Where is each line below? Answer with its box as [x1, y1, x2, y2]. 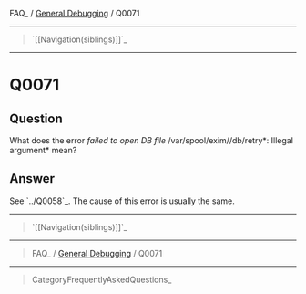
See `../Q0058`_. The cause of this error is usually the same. [9, 195, 235, 206]
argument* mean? [9, 145, 77, 155]
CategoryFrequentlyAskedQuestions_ [31, 274, 172, 285]
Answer [9, 171, 56, 186]
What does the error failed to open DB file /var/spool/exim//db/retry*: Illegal [9, 135, 294, 145]
